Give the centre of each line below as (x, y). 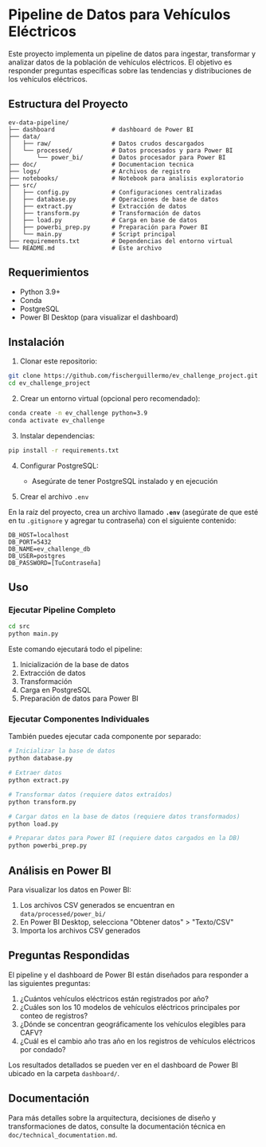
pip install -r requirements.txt (64, 450)
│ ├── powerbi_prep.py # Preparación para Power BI (108, 227)
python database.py (41, 759)
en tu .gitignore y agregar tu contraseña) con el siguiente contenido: (122, 520)
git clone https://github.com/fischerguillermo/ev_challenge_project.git (133, 376)
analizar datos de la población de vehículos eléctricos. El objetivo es (120, 62)
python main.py (33, 634)
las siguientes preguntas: (49, 983)
